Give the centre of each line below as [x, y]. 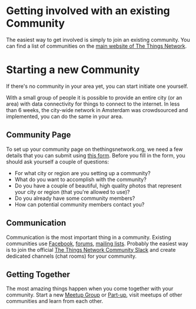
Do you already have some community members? [75, 198]
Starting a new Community [73, 70]
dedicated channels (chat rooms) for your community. [72, 256]
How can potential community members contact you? [79, 204]
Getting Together [38, 275]
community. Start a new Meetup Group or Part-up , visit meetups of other [94, 295]
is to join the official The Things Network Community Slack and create [91, 249]
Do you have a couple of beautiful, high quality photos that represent [98, 185]
